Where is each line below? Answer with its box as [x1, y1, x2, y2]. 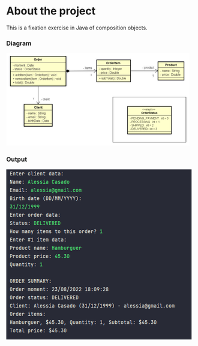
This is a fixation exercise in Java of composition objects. [6, 24, 148, 31]
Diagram [6, 39, 32, 47]
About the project [6, 4, 96, 18]
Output [6, 155, 28, 163]
